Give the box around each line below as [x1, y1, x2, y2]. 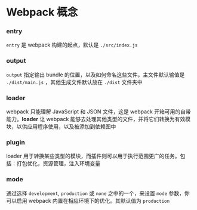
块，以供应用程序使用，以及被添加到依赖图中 [6, 123, 116, 130]
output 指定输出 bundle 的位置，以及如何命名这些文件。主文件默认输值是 [6, 71, 185, 78]
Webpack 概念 [6, 5, 78, 19]
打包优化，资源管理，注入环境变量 [16, 160, 100, 167]
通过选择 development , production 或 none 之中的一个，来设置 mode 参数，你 [6, 189, 190, 197]
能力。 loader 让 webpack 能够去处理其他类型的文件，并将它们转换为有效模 [6, 116, 191, 123]
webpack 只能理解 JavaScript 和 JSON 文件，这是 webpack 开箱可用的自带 [6, 108, 191, 115]
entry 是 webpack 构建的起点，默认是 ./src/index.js [6, 41, 138, 48]
